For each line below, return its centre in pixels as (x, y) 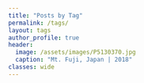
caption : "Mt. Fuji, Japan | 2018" (74, 60)
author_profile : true (44, 38)
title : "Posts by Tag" (45, 15)
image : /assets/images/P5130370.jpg (76, 52)
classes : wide (32, 67)
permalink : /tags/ (38, 23)
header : (21, 45)
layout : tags (30, 30)
